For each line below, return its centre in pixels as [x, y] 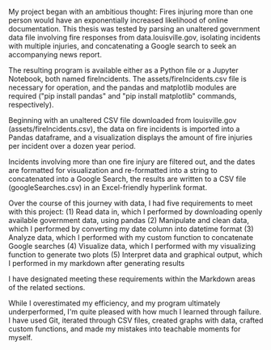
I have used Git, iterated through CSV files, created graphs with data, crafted [136, 320]
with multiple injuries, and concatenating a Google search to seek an [123, 46]
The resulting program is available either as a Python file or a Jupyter [123, 70]
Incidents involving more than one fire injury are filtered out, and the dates [132, 162]
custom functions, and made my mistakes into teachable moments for [125, 329]
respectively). [31, 105]
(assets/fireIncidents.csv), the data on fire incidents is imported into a [124, 129]
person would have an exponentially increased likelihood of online [119, 20]
